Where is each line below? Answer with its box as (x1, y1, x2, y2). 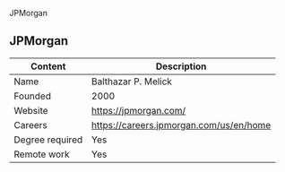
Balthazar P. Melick (91, 75, 173, 88)
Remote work (13, 148, 70, 160)
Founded (13, 90, 52, 102)
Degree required (13, 133, 83, 146)
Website (13, 104, 48, 116)
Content (30, 60, 66, 73)
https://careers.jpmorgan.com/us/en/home (91, 118, 272, 131)
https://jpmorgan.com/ (91, 104, 186, 116)
